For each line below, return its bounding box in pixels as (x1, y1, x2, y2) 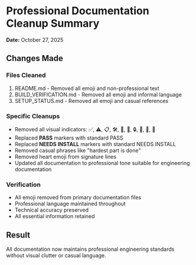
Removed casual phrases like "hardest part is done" (14, 147, 141, 154)
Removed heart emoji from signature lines (14, 153, 117, 160)
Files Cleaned (6, 71, 46, 79)
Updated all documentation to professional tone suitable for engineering (14, 159, 190, 166)
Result (6, 230, 31, 240)
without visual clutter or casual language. (6, 252, 106, 259)
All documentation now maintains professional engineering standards (6, 245, 175, 253)
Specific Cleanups (6, 112, 60, 120)
